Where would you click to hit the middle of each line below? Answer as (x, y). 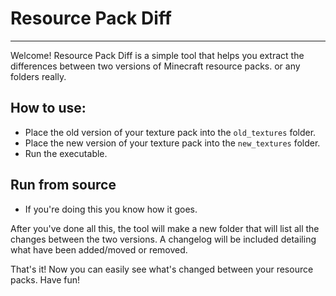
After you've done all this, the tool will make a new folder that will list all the (165, 228)
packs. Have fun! (45, 279)
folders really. (38, 76)
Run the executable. (66, 153)
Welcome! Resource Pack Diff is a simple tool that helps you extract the (157, 55)
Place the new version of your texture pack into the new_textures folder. (172, 143)
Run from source (63, 185)
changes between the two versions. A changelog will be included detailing (163, 239)
